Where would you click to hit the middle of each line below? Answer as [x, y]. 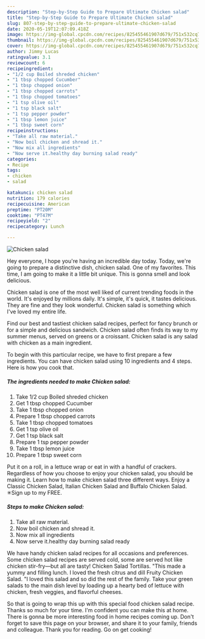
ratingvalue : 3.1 [29, 57]
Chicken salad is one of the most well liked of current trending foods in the [100, 292]
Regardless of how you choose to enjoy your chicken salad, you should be [100, 473]
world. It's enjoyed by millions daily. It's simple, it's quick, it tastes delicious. [102, 299]
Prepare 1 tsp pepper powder [52, 442]
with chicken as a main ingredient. [50, 343]
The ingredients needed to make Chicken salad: [69, 382]
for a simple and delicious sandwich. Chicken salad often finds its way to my [102, 330]
